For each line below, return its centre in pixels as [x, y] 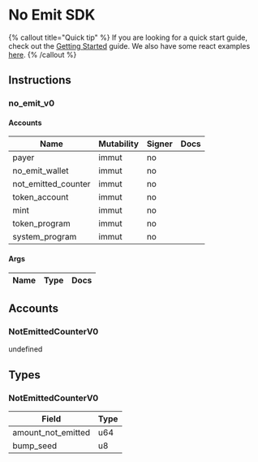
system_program [45, 237]
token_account [41, 197]
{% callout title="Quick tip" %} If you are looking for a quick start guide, [128, 37]
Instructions [40, 80]
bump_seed [35, 446]
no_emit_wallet [41, 171]
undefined [26, 349]
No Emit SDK [52, 15]
